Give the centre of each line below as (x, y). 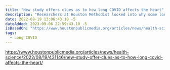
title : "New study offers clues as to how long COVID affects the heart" (85, 10)
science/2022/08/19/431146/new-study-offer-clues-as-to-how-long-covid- (84, 57)
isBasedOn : (17, 28)
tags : (11, 33)
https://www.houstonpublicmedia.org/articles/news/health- (67, 52)
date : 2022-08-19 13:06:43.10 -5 (40, 19)
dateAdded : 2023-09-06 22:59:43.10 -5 (46, 24)
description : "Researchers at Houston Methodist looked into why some (81, 14)
